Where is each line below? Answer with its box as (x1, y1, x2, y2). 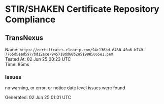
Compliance (5, 14, 56, 25)
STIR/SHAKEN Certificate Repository (5, 3, 160, 15)
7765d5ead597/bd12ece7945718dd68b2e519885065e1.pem (5, 52, 113, 57)
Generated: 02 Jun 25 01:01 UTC (5, 95, 71, 101)
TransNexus (5, 34, 43, 42)
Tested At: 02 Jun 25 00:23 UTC (5, 56, 71, 62)
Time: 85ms (5, 62, 30, 67)
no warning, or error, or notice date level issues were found (5, 85, 126, 91)
